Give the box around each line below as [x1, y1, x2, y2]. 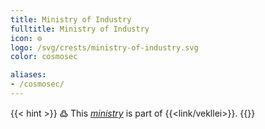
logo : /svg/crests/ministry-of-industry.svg [10, 42, 199, 53]
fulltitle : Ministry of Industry [10, 24, 150, 34]
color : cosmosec [10, 52, 78, 62]
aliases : [10, 70, 47, 80]
